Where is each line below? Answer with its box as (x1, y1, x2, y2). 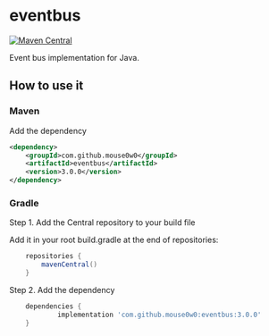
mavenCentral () (41, 260, 98, 269)
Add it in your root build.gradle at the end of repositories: (9, 234, 219, 246)
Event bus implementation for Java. (9, 52, 140, 63)
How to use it (9, 78, 84, 94)
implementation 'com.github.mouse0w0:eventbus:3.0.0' (56, 310, 262, 319)
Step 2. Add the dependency (9, 284, 115, 295)
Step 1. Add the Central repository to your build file (9, 217, 196, 228)
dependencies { (25, 301, 82, 311)
